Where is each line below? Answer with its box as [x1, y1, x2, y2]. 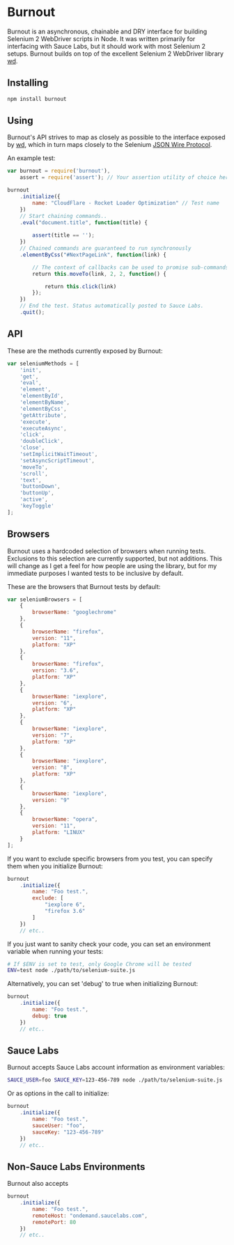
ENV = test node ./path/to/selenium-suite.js [7, 967, 136, 974]
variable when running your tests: [7, 947, 104, 955]
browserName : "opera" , [32, 816, 98, 823]
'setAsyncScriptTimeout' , [19, 457, 95, 464]
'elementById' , [19, 393, 64, 400]
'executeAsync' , [19, 425, 68, 432]
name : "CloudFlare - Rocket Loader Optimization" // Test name [32, 199, 219, 206]
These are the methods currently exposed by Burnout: [7, 346, 163, 355]
